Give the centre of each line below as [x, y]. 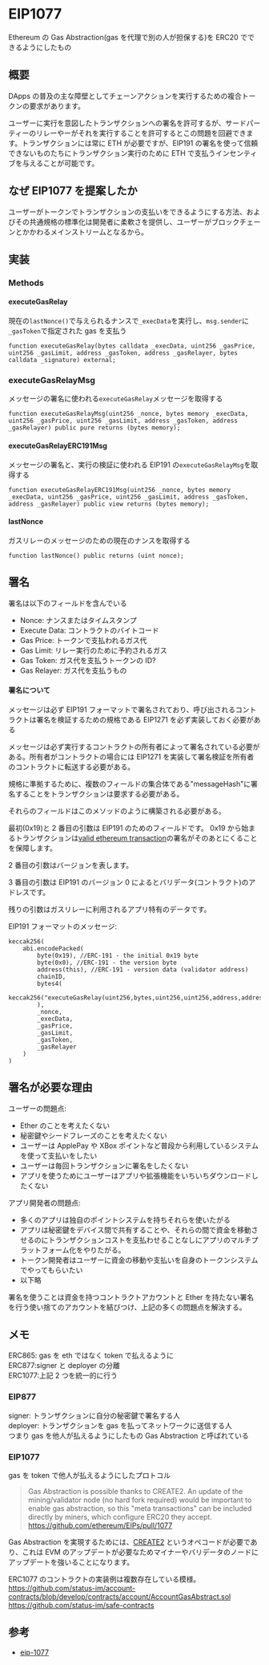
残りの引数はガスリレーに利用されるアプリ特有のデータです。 [110, 909]
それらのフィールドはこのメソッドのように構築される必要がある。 [117, 811]
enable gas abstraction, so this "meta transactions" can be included [140, 1508]
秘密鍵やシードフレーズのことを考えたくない [94, 1135]
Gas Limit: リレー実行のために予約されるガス [93, 650]
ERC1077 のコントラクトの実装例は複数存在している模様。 [104, 1579]
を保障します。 [33, 848]
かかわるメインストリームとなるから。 [85, 232]
